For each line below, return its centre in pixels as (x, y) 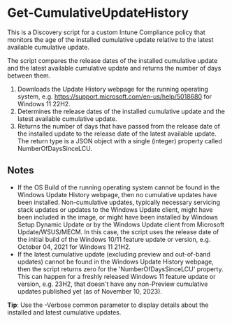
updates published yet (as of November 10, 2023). (90, 291)
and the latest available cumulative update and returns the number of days (114, 68)
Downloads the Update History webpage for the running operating (113, 89)
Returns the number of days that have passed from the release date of (118, 126)
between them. (29, 76)
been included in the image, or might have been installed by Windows (117, 217)
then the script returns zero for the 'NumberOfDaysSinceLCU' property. (120, 269)
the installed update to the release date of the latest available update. (117, 134)
